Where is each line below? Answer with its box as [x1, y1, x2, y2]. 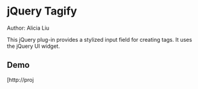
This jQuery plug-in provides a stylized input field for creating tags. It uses [7, 36, 193, 43]
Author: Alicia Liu [7, 24, 50, 31]
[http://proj [7, 76, 34, 83]
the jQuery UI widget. [7, 42, 60, 50]
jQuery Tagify [7, 4, 78, 18]
